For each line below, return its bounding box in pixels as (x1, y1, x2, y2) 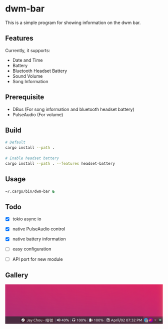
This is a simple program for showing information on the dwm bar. (5, 20, 141, 26)
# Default (5, 140, 26, 145)
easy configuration (12, 246, 51, 252)
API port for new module (12, 256, 63, 262)
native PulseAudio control (12, 226, 65, 232)
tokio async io (12, 216, 41, 222)
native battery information (12, 236, 66, 242)
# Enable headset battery (5, 156, 59, 161)
